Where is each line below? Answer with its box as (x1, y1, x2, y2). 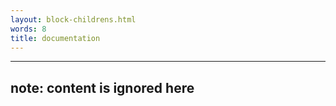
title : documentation (10, 33, 101, 43)
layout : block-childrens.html (10, 14, 137, 25)
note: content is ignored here (10, 79, 195, 96)
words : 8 (10, 24, 47, 34)
